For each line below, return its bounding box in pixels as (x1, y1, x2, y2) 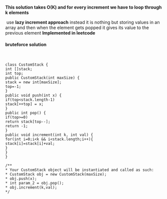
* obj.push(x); (5, 176, 37, 181)
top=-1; (5, 84, 22, 89)
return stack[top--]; (5, 119, 51, 124)
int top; (5, 71, 24, 76)
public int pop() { (5, 110, 46, 116)
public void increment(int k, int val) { (5, 132, 94, 137)
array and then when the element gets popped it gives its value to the (5, 25, 149, 31)
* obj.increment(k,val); (5, 185, 57, 190)
